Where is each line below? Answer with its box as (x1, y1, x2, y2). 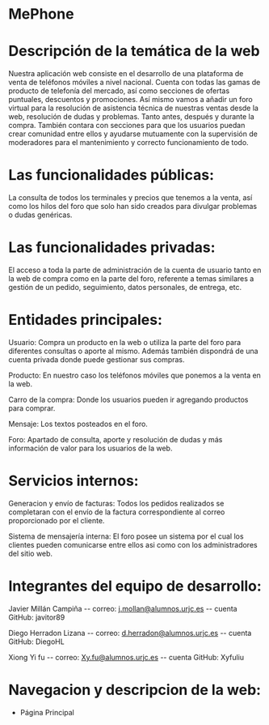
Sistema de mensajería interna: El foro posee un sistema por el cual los (8, 531, 244, 541)
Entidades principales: (8, 311, 163, 329)
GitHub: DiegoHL (8, 637, 65, 646)
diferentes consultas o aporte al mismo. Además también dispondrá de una (8, 346, 258, 356)
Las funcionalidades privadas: (8, 238, 216, 257)
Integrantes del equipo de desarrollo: (8, 577, 263, 595)
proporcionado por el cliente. (8, 515, 105, 525)
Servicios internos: (8, 471, 139, 490)
